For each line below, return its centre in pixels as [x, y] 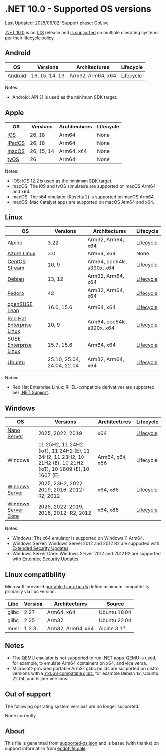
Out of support [28, 694]
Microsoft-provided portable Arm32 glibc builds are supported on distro [85, 668]
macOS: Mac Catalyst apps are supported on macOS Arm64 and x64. [83, 202]
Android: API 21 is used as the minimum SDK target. [65, 97]
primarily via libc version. [31, 592]
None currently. [21, 715]
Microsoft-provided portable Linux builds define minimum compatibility [77, 586]
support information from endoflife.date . [46, 748]
